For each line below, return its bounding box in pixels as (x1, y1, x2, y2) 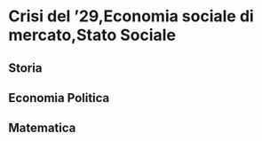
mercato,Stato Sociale (8, 25, 177, 45)
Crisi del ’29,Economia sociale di (8, 6, 254, 27)
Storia (8, 60, 43, 75)
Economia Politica (8, 90, 110, 106)
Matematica (8, 121, 76, 136)
